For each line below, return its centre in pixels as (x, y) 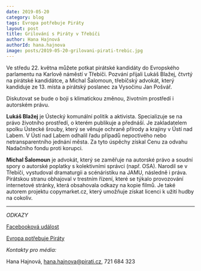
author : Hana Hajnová (33, 39)
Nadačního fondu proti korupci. (45, 148)
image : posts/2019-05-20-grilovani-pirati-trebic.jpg (75, 51)
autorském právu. (28, 105)
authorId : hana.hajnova (36, 45)
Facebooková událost (33, 226)
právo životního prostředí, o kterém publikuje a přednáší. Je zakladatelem (97, 123)
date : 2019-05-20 (28, 12)
